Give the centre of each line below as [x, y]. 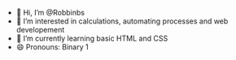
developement [40, 30]
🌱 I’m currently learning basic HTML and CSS [92, 38]
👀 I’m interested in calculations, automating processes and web [122, 21]
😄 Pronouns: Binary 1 [52, 47]
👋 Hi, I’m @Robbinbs [50, 13]
